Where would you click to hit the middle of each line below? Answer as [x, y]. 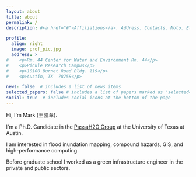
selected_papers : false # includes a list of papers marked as [85, 92]
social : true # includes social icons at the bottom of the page [88, 98]
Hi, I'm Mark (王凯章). [32, 115]
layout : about [23, 11]
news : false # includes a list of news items [64, 87]
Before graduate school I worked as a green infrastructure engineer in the [94, 162]
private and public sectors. [38, 168]
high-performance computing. [42, 150]
